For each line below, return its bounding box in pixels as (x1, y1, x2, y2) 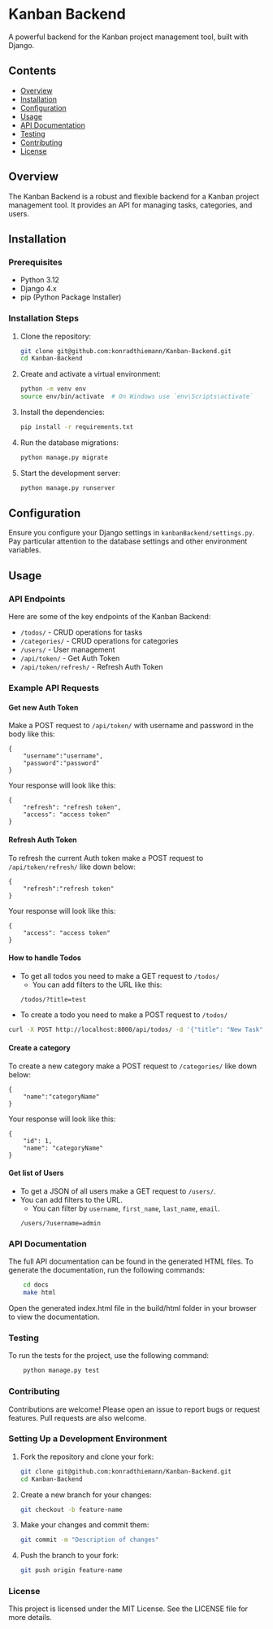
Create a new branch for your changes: (19, 1490, 152, 1500)
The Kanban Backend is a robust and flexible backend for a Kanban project (8, 191, 260, 201)
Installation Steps (8, 312, 80, 324)
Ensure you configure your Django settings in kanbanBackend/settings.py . (8, 528, 254, 538)
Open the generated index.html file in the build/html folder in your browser (8, 1304, 258, 1313)
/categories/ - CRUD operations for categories (19, 636, 179, 646)
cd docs (23, 1281, 49, 1290)
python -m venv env (19, 385, 87, 393)
